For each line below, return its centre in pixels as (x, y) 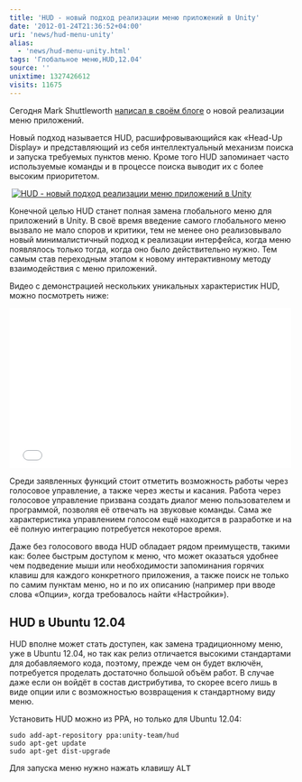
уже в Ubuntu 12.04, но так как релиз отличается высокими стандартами (150, 654)
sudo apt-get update (48, 744)
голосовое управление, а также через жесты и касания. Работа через (145, 490)
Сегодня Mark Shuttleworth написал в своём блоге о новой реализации (147, 110)
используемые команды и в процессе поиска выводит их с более (137, 166)
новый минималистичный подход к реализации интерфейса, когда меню (150, 239)
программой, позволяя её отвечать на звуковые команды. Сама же (141, 510)
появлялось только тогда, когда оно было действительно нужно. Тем (143, 249)
